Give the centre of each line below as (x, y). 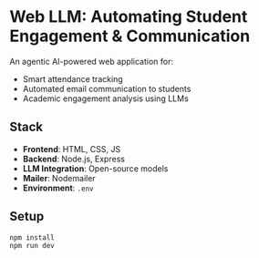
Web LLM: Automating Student (129, 17)
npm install (32, 237)
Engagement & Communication (130, 36)
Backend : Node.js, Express (74, 159)
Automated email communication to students (107, 88)
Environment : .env (58, 188)
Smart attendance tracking (73, 78)
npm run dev (32, 246)
